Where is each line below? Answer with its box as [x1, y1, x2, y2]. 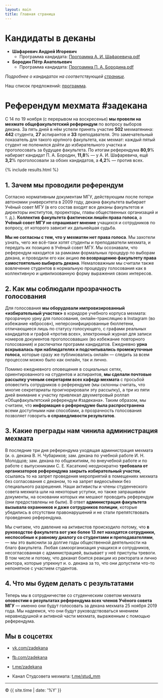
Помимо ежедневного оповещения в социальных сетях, [5, 366, 122, 372]
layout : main [5, 7, 32, 12]
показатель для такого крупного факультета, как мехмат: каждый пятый [5, 137, 155, 143]
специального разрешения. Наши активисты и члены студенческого [5, 483, 148, 489]
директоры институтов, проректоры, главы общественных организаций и [5, 210, 158, 215]
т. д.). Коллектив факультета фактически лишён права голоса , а [5, 215, 142, 220]
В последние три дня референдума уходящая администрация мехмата [5, 447, 153, 453]
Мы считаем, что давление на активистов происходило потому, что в [5, 524, 149, 530]
